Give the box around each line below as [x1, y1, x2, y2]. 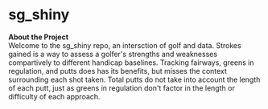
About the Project [8, 32, 69, 42]
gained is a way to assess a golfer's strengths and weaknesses [8, 49, 218, 59]
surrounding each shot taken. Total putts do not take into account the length [8, 75, 261, 84]
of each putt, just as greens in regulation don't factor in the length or [8, 83, 235, 93]
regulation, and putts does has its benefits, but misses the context [8, 66, 228, 75]
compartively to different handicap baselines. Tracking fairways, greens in [8, 58, 254, 67]
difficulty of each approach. [8, 91, 101, 101]
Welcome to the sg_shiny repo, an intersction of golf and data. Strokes [8, 40, 241, 50]
